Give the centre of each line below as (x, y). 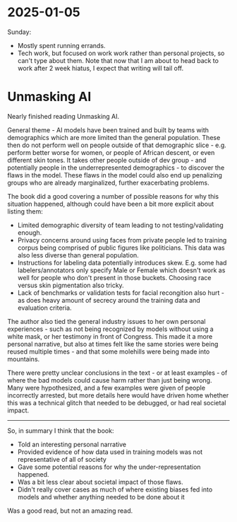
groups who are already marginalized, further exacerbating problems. (108, 182)
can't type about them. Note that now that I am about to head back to (118, 60)
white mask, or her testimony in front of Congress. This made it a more (110, 336)
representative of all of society (62, 459)
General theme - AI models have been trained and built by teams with (108, 130)
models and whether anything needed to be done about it (101, 497)
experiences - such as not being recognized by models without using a (110, 329)
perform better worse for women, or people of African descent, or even (111, 152)
